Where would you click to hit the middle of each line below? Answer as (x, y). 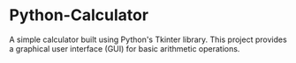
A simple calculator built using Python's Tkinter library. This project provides (148, 39)
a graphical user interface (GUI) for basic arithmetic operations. (125, 48)
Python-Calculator (79, 15)
